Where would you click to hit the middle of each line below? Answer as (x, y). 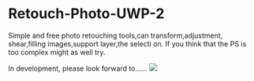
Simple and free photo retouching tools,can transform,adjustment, (116, 35)
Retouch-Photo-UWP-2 (86, 14)
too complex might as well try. (57, 52)
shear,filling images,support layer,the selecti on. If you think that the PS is (127, 43)
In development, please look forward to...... (78, 68)
